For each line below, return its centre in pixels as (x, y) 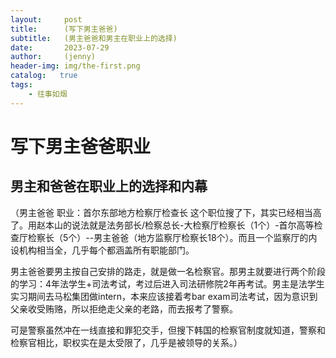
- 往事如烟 (48, 94)
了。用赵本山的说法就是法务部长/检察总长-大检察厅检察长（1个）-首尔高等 (162, 225)
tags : (21, 85)
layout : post (46, 19)
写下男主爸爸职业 (81, 146)
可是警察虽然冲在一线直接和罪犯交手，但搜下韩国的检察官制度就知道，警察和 (168, 330)
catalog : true (44, 76)
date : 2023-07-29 (60, 47)
